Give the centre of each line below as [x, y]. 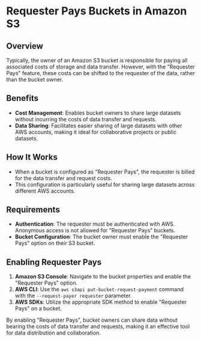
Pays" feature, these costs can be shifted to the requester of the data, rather [101, 73]
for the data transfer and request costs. [63, 178]
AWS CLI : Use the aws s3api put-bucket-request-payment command [99, 289]
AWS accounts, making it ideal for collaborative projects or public [96, 132]
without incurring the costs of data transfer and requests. [86, 119]
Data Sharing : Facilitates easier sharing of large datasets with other [98, 125]
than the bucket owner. [35, 80]
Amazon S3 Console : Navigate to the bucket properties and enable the [103, 277]
